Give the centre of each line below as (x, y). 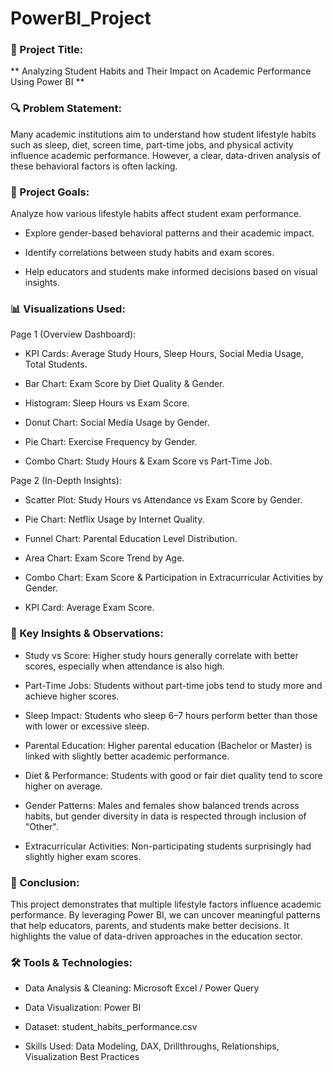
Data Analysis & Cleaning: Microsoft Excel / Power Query (142, 988)
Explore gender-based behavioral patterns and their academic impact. (169, 233)
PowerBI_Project (81, 18)
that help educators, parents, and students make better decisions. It (150, 925)
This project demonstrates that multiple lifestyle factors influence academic (166, 904)
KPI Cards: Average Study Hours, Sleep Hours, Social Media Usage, (164, 354)
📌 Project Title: (47, 50)
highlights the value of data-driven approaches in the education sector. (156, 936)
